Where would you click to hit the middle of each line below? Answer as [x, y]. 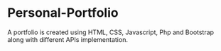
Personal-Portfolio [63, 13]
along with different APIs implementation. [68, 39]
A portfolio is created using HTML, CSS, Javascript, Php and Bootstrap [111, 32]
